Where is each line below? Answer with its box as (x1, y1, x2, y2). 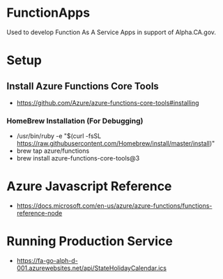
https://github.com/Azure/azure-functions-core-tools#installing (16, 98, 199, 107)
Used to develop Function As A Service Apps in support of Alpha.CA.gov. (6, 28, 217, 36)
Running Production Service (6, 234, 174, 249)
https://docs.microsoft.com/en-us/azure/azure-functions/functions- (16, 202, 213, 210)
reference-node (16, 209, 63, 218)
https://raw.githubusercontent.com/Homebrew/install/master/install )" (16, 139, 215, 148)
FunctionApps (6, 5, 91, 21)
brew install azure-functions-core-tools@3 (16, 154, 140, 163)
